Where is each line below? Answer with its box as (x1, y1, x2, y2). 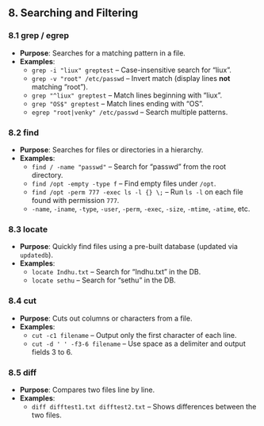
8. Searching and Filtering (8, 6, 139, 20)
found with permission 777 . (31, 195, 120, 205)
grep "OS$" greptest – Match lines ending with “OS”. (31, 98, 204, 108)
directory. (31, 170, 63, 179)
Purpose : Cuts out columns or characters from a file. (19, 313, 193, 323)
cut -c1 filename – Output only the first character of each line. (31, 330, 237, 340)
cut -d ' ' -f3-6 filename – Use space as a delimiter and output (31, 339, 246, 348)
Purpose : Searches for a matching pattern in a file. (19, 48, 186, 58)
